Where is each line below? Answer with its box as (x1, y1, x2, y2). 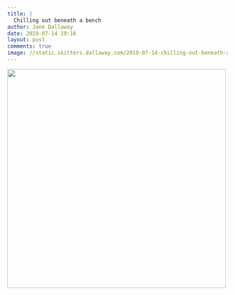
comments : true (7, 43, 52, 50)
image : (7, 50, 27, 57)
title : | (7, 10, 33, 18)
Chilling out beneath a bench (13, 17, 101, 24)
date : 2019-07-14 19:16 (7, 29, 77, 37)
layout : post (7, 36, 45, 43)
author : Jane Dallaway (7, 23, 73, 30)
